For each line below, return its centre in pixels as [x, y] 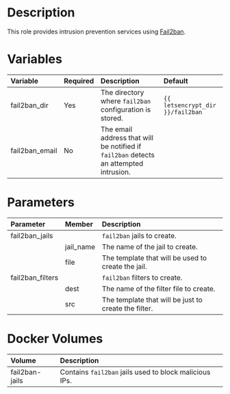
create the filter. [127, 308]
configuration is [126, 109]
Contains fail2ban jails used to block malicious [135, 372]
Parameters [41, 202]
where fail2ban [126, 101]
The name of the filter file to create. [158, 289]
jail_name [80, 246]
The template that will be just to [152, 300]
